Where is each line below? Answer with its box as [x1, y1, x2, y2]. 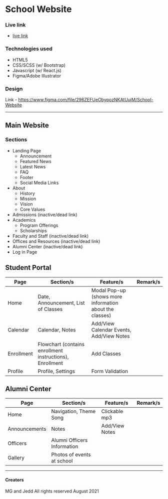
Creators [5, 476, 24, 482]
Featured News [19, 158, 51, 164]
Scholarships [19, 227, 47, 234]
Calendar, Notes [37, 326, 76, 333]
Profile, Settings [37, 368, 75, 375]
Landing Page [12, 147, 41, 153]
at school [51, 457, 73, 464]
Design [5, 85, 23, 92]
